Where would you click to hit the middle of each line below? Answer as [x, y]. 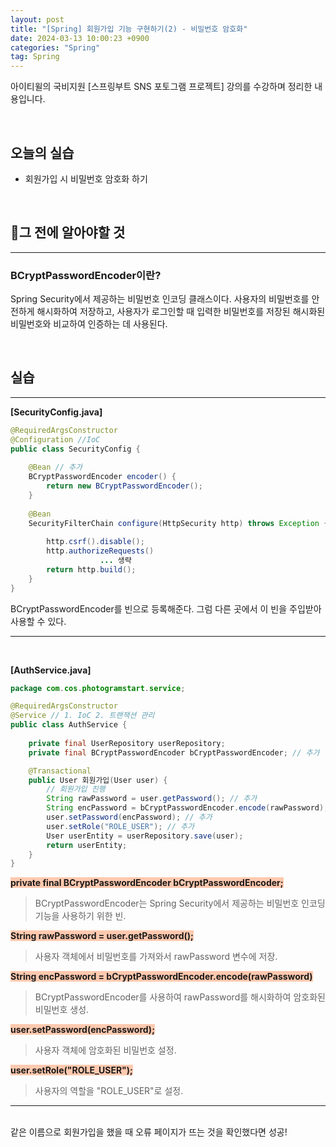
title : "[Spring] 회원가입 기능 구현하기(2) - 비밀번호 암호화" [129, 29]
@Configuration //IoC [55, 439]
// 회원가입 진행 [76, 789]
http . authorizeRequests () [100, 551]
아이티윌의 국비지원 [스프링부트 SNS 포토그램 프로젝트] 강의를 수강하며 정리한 [161, 87]
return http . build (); [91, 569]
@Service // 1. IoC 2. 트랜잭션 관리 [82, 716]
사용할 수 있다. [38, 621]
